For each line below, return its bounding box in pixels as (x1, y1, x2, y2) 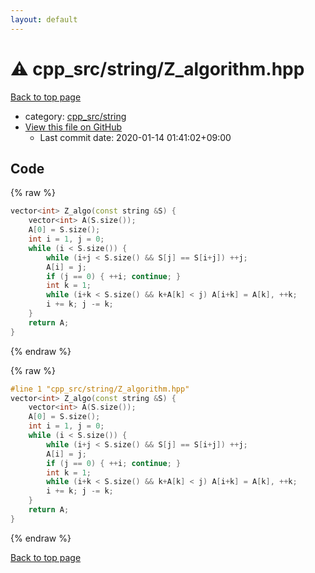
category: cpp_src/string (24, 110, 127, 122)
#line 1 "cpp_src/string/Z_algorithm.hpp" (10, 384, 190, 394)
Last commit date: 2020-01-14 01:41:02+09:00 (39, 131, 232, 143)
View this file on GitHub (24, 121, 123, 133)
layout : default (10, 14, 78, 25)
